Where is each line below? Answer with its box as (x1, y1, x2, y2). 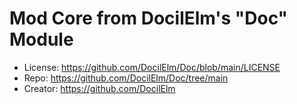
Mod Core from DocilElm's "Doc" (9, 7, 289, 30)
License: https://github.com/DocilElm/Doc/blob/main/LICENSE (23, 61, 281, 73)
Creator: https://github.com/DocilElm (23, 82, 176, 94)
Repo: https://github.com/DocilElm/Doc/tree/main (23, 72, 229, 84)
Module (9, 28, 74, 51)
